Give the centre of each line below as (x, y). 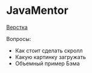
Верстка (17, 27)
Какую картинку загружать (50, 57)
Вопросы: (19, 39)
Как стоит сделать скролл (49, 50)
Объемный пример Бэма (47, 63)
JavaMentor (37, 11)
